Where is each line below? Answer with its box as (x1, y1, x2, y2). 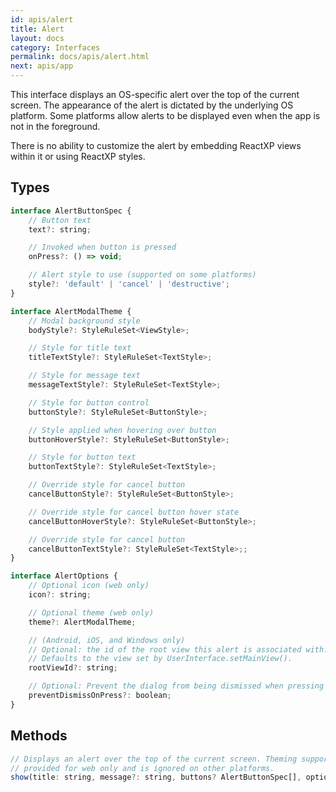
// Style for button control (28, 397, 150, 408)
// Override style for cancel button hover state (28, 507, 240, 517)
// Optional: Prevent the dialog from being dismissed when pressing (28, 681, 325, 691)
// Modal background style (28, 316, 141, 326)
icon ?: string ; (28, 590, 92, 600)
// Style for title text (28, 343, 132, 353)
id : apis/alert (10, 14, 74, 25)
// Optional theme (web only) (28, 607, 155, 618)
